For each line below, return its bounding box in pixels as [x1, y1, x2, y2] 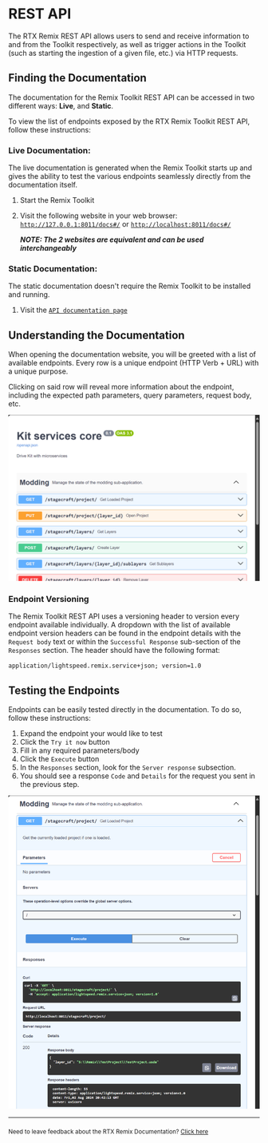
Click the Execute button [19, 753, 100, 763]
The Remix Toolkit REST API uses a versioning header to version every [8, 611, 240, 621]
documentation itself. [8, 180, 78, 190]
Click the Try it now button [19, 737, 110, 746]
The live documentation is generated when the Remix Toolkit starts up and [8, 163, 253, 172]
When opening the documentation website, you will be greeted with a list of [8, 350, 257, 359]
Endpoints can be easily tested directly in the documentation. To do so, [8, 704, 242, 714]
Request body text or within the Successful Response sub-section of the [8, 637, 241, 647]
